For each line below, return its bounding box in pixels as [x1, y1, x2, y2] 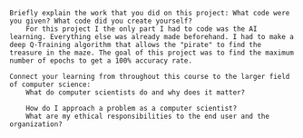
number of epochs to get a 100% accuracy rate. [9, 56, 193, 65]
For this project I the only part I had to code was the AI [25, 25, 258, 34]
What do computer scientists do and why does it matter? [25, 88, 246, 97]
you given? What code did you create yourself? [9, 16, 193, 25]
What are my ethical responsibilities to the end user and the [25, 112, 270, 121]
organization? [9, 120, 64, 129]
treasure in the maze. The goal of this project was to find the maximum [9, 48, 295, 57]
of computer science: [9, 80, 92, 89]
